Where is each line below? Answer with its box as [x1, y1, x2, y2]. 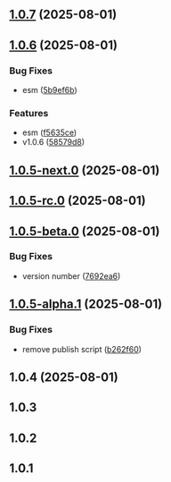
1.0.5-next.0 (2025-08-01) [9, 163, 160, 178]
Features [9, 107, 49, 119]
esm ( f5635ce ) [21, 127, 77, 138]
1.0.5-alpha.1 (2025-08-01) [9, 297, 163, 312]
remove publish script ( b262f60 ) [21, 343, 142, 354]
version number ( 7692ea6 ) [21, 270, 121, 281]
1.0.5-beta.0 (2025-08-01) [9, 224, 160, 239]
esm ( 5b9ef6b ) [21, 85, 77, 96]
